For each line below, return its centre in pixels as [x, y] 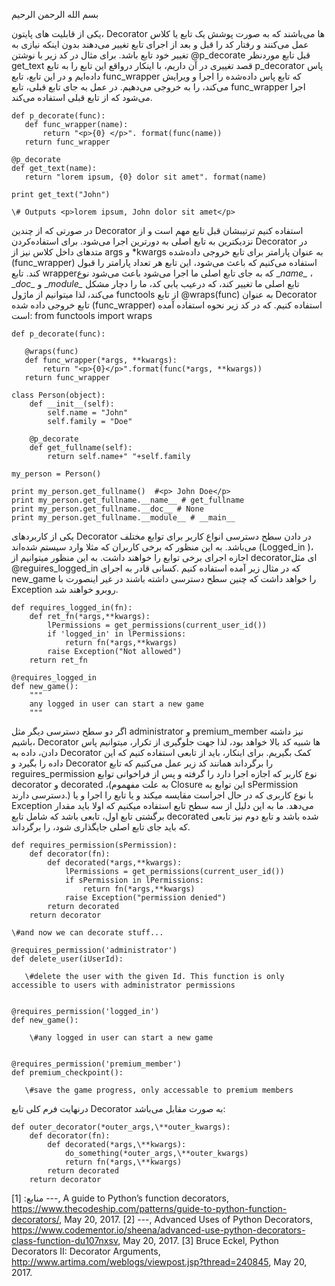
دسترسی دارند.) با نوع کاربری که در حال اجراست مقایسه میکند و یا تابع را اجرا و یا [162, 795]
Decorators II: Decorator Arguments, [86, 1251]
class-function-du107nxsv [65, 1240]
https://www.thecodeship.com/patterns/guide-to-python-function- [149, 1208]
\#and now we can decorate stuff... [87, 933]
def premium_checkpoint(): [67, 1073]
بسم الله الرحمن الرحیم [55, 14]
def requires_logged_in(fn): [72, 608]
